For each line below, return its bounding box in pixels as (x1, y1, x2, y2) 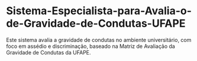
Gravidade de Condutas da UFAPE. (6, 49, 91, 56)
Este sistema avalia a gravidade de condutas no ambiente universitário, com (6, 36, 192, 43)
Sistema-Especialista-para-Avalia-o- (6, 4, 192, 18)
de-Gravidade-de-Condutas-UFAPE (6, 17, 186, 30)
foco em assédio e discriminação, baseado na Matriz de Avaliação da (6, 43, 176, 50)
